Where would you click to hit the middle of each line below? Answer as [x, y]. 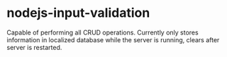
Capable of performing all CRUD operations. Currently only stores [103, 32]
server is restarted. [34, 47]
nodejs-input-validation [78, 13]
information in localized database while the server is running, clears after [113, 39]
